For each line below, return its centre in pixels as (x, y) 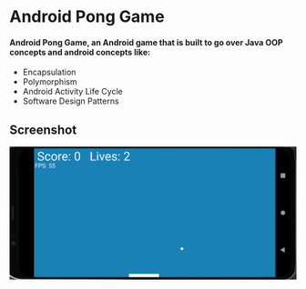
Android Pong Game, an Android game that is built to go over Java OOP (147, 42)
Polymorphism (50, 82)
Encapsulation (49, 72)
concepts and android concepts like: (80, 52)
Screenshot (43, 130)
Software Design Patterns (71, 101)
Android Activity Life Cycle (72, 92)
